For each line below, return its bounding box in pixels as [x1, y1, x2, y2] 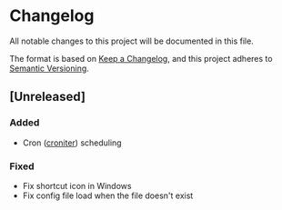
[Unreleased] [9, 89, 86, 105]
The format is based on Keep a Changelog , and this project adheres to [9, 53, 273, 64]
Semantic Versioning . [9, 63, 89, 74]
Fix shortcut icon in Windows [22, 180, 132, 191]
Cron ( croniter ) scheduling [22, 137, 122, 148]
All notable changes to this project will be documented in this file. [9, 35, 255, 46]
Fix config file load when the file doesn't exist [22, 190, 194, 201]
